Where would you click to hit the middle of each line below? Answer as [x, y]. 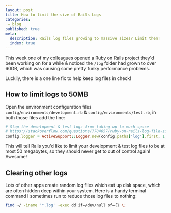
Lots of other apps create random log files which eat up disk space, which [83, 185]
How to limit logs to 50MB [47, 95]
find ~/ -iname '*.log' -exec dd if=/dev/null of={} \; [66, 205]
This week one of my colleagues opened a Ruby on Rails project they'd [80, 58]
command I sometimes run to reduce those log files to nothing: [71, 196]
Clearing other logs [36, 173]
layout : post [19, 10]
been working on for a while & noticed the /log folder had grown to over [81, 63]
